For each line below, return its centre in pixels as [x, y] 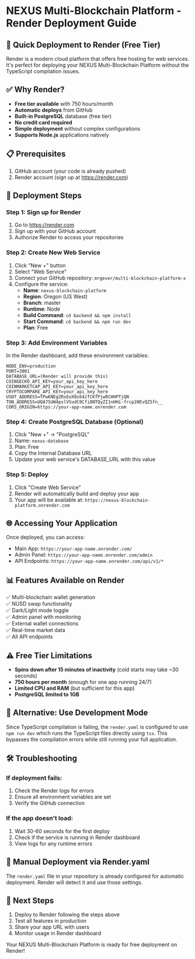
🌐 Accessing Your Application [62, 523]
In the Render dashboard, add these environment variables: [77, 355]
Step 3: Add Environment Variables [57, 342]
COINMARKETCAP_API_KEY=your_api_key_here [57, 386]
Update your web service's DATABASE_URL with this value [85, 459]
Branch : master [42, 303]
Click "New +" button [40, 265]
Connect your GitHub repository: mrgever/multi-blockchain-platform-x [100, 278]
